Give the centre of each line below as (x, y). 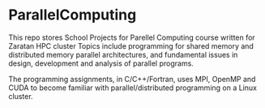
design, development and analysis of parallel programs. (101, 63)
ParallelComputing (73, 15)
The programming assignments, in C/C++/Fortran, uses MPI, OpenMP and (132, 79)
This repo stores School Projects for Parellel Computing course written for (132, 37)
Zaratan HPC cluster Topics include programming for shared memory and (131, 45)
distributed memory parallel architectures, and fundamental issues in (123, 54)
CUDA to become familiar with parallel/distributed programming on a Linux (133, 88)
